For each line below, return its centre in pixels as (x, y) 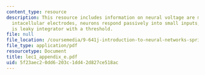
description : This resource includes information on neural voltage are (101, 18)
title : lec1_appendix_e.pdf (42, 57)
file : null (20, 34)
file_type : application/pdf (42, 46)
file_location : (26, 40)
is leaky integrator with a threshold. (63, 29)
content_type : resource (37, 12)
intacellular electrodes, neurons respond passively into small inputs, (106, 23)
